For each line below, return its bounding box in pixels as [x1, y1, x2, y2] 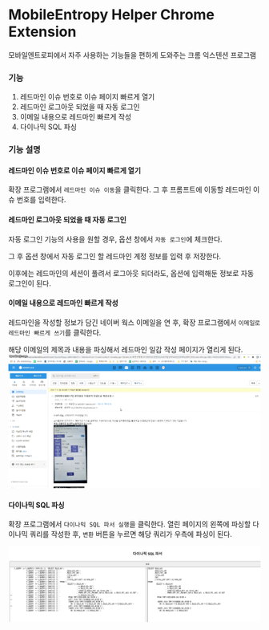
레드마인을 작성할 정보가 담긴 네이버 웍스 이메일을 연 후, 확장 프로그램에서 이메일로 [8, 317, 261, 327]
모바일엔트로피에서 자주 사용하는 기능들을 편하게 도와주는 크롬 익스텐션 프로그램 [8, 50, 257, 59]
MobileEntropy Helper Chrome [8, 6, 215, 24]
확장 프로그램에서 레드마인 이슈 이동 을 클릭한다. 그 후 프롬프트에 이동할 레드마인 [8, 185, 252, 194]
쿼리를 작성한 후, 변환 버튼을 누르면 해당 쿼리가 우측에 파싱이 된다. [29, 530, 232, 539]
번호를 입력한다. [16, 195, 66, 205]
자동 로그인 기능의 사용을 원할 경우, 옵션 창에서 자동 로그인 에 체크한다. [8, 234, 223, 244]
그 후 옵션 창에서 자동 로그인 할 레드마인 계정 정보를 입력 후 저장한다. [8, 251, 222, 261]
